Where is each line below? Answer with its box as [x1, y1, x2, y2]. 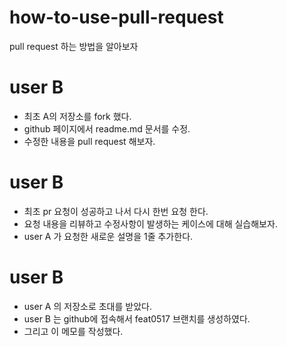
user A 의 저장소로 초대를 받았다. [23, 300, 152, 312]
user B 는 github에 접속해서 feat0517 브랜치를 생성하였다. [23, 312, 251, 325]
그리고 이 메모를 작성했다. [23, 325, 124, 337]
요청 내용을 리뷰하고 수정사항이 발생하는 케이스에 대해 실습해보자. [23, 217, 278, 230]
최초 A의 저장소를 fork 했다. [23, 110, 132, 122]
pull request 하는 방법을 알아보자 [9, 40, 139, 52]
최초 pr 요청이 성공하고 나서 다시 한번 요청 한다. [23, 205, 209, 217]
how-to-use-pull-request [9, 6, 224, 29]
